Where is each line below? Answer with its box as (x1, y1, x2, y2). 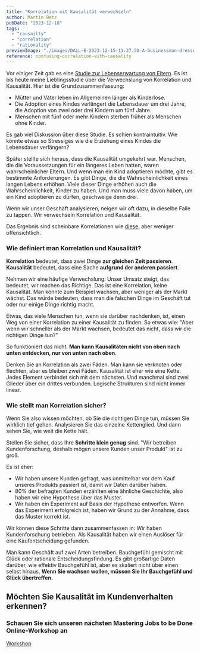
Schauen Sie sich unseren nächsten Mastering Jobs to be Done (6, 619, 193, 627)
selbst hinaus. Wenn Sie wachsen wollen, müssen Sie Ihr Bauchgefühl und (6, 568, 193, 575)
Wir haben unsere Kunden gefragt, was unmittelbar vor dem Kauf (14, 475, 176, 482)
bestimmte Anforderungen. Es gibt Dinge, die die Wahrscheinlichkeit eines (6, 174, 189, 181)
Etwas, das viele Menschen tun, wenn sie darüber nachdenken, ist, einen (6, 312, 186, 320)
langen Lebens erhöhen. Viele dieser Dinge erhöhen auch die (6, 180, 157, 188)
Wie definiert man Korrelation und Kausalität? (6, 244, 142, 252)
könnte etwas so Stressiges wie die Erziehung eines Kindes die (6, 137, 161, 144)
